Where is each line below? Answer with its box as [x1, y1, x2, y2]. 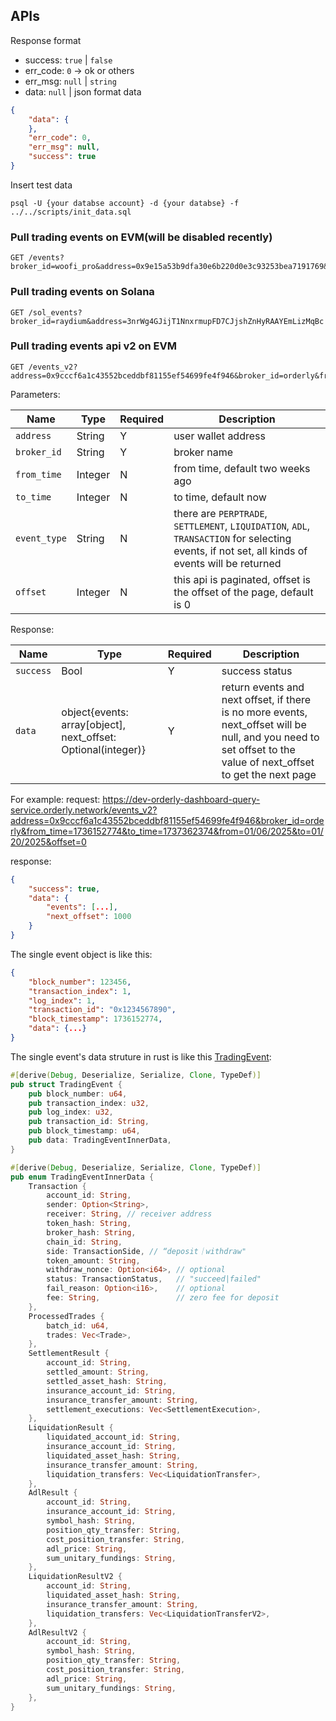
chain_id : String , [46, 1237, 123, 1247]
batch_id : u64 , [46, 1320, 110, 1331]
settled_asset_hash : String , [46, 1376, 168, 1386]
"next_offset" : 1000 [46, 912, 132, 922]
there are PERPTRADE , [173, 506, 268, 520]
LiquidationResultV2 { [28, 1572, 123, 1582]
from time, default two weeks [173, 461, 311, 475]
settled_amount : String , [46, 1367, 150, 1378]
